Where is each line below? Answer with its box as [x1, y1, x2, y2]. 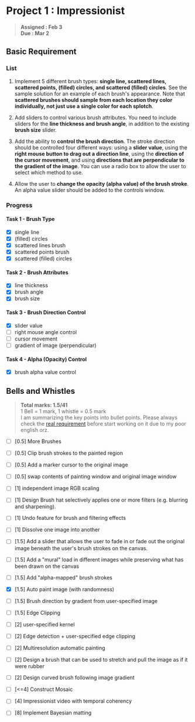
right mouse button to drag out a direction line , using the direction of [14, 150, 184, 157]
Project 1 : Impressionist [6, 4, 125, 18]
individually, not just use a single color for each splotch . [14, 103, 153, 110]
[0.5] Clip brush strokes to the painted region [14, 449, 123, 457]
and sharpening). [14, 503, 56, 510]
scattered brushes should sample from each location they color [14, 96, 173, 103]
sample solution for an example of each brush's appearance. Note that [14, 90, 186, 97]
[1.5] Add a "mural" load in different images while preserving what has [14, 556, 184, 563]
